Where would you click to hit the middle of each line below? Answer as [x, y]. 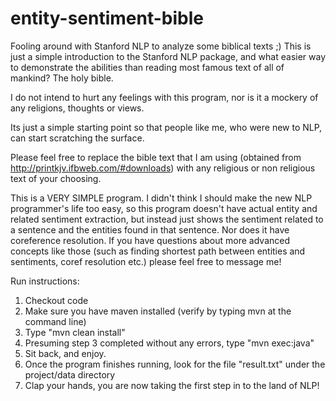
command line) [55, 321]
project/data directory [70, 374]
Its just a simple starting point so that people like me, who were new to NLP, [166, 127]
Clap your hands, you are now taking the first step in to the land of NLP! [172, 385]
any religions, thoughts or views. [77, 108]
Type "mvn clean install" [75, 332]
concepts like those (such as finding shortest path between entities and [158, 251]
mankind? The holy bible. [62, 78]
